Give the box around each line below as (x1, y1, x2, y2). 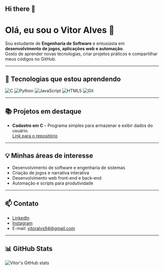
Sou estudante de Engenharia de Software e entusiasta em (5, 41, 125, 46)
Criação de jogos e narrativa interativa (12, 169, 89, 176)
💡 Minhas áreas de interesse (5, 152, 93, 160)
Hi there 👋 (5, 5, 36, 13)
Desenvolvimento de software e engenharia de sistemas (12, 165, 125, 170)
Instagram (12, 220, 33, 226)
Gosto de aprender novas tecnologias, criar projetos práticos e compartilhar (5, 51, 158, 57)
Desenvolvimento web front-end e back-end (12, 175, 102, 181)
